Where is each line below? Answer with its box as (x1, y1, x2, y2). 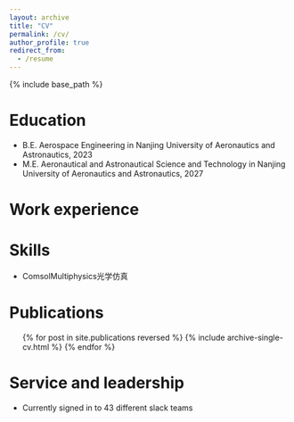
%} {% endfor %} (51, 342, 116, 352)
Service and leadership (9, 373, 184, 393)
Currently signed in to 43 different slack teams (21, 402, 193, 413)
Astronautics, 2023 (21, 149, 94, 160)
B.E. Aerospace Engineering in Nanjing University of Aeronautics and (21, 139, 276, 150)
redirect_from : (9, 46, 66, 55)
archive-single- (226, 332, 283, 343)
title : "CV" (9, 21, 53, 30)
